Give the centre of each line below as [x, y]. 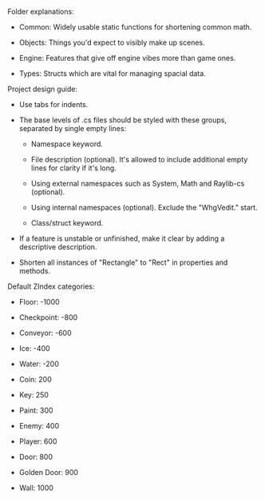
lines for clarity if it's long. [73, 168]
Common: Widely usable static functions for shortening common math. [135, 27]
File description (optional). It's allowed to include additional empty [139, 160]
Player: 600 [38, 441]
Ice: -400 [34, 348]
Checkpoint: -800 [48, 317]
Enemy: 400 [39, 426]
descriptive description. [58, 247]
